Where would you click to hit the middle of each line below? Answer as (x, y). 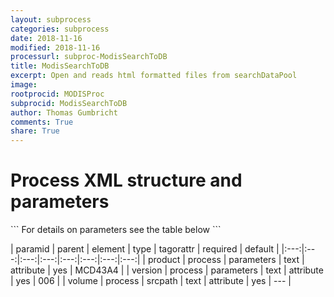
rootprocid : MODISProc (57, 94)
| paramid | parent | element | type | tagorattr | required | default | (145, 249)
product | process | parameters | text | (226, 260)
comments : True (42, 122)
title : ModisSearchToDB (60, 66)
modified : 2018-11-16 (55, 47)
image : (24, 85)
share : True (35, 131)
